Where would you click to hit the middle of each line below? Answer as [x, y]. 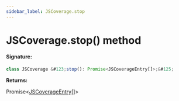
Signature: [19, 57]
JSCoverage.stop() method [74, 40]
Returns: [17, 80]
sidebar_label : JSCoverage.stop [45, 11]
